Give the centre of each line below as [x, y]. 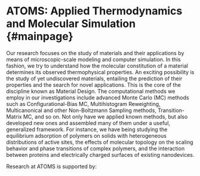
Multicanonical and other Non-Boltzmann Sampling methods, [81, 110]
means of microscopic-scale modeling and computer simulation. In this [93, 59]
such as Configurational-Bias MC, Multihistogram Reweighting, [83, 104]
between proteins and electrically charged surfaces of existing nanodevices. [100, 154]
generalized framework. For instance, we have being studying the [87, 129]
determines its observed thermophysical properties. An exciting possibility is [100, 72]
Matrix [14, 116]
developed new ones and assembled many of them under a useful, [88, 123]
